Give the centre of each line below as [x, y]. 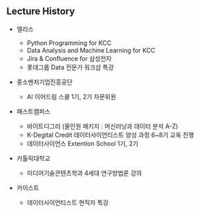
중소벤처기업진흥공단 [45, 82]
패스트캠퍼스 [33, 111]
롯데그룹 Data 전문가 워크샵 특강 [70, 67]
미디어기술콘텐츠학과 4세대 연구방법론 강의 [84, 173]
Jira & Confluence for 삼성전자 [69, 58]
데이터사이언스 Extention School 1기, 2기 [83, 143]
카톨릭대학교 [33, 158]
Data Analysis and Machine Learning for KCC [91, 50]
